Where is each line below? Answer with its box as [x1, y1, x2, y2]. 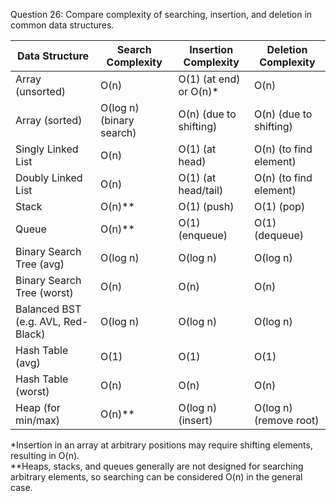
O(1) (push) [178, 200, 235, 213]
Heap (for [15, 401, 61, 414]
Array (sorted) [15, 114, 83, 127]
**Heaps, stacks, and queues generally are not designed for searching [10, 460, 304, 472]
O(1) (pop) [254, 200, 306, 213]
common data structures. [10, 19, 115, 31]
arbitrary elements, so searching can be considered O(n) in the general [10, 471, 303, 483]
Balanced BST [15, 302, 82, 316]
